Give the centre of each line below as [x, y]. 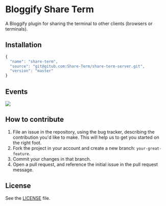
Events [17, 92]
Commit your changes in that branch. [52, 159]
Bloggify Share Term [50, 9]
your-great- [149, 148]
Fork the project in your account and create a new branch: [74, 148]
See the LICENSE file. [28, 198]
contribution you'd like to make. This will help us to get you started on [86, 137]
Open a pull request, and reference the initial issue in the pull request [85, 164]
